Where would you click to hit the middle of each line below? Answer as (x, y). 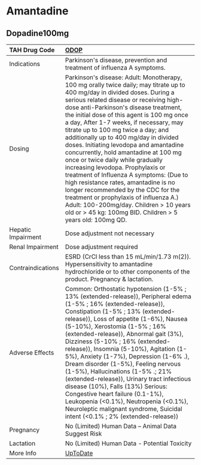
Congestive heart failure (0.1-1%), (114, 394)
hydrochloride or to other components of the (127, 271)
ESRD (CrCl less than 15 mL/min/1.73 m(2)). (128, 256)
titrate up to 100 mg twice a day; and (117, 130)
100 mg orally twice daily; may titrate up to (125, 85)
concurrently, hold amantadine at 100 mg (124, 152)
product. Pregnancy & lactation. (109, 279)
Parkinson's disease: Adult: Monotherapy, (124, 77)
